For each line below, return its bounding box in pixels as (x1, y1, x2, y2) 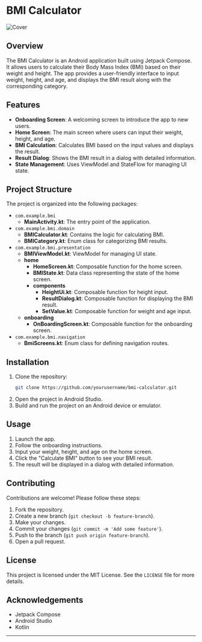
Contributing (6, 478, 55, 489)
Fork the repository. (14, 506, 64, 513)
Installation (6, 357, 49, 367)
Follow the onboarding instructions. (14, 441, 103, 448)
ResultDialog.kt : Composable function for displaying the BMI (41, 295, 194, 302)
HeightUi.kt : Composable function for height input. (41, 289, 168, 296)
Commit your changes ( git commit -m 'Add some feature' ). (14, 525, 164, 532)
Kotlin (14, 623, 29, 631)
